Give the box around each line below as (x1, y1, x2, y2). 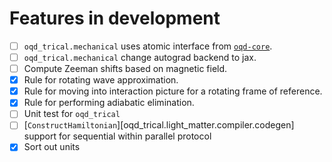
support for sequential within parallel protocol (23, 130, 212, 142)
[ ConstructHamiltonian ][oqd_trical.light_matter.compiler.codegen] (23, 119, 295, 131)
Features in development (9, 7, 221, 30)
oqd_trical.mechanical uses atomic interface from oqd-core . (23, 40, 273, 52)
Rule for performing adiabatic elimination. (23, 97, 195, 109)
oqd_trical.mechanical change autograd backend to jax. (23, 52, 257, 63)
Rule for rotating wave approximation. (23, 74, 179, 86)
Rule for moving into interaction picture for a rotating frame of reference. (23, 85, 323, 97)
